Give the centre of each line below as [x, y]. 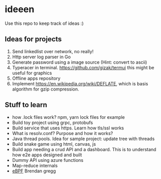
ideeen [20, 9]
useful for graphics [32, 73]
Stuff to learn [26, 105]
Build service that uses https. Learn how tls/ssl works [68, 128]
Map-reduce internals [35, 165]
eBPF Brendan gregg [34, 171]
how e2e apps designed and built [47, 155]
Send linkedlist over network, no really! [53, 51]
